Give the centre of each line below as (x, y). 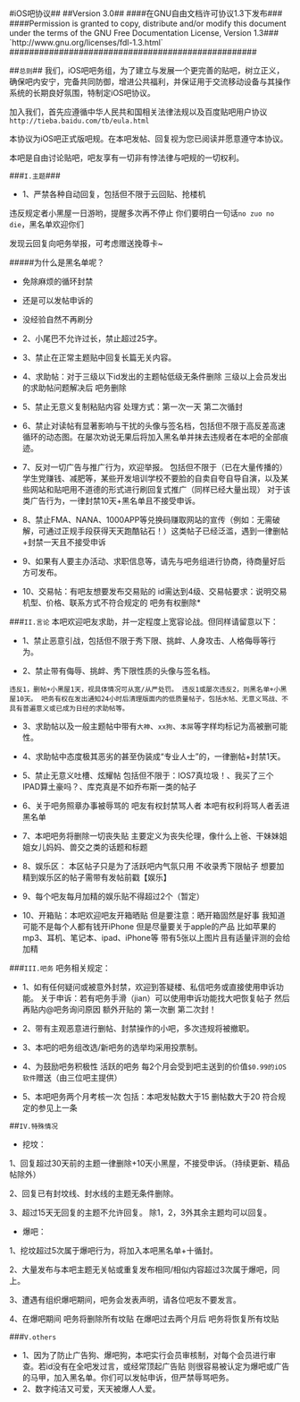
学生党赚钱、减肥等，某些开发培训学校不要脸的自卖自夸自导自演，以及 (151, 478)
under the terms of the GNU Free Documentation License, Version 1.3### (144, 33)
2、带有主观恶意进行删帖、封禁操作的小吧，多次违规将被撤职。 (138, 1028)
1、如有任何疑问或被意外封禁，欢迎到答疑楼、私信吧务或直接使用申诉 (149, 987)
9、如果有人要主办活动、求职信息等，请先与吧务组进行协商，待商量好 (150, 561)
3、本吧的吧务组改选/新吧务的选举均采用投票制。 (112, 1047)
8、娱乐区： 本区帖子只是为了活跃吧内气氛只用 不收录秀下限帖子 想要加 (153, 866)
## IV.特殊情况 (33, 1126)
